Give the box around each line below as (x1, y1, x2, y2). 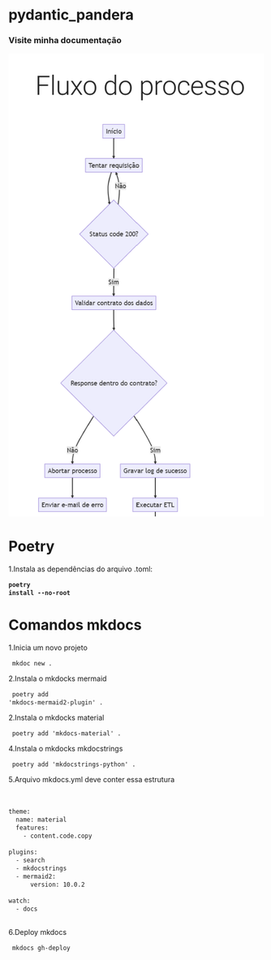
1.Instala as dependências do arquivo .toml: (8, 564, 153, 574)
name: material (15, 816, 67, 824)
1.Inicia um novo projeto (8, 643, 88, 652)
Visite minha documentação (8, 35, 122, 46)
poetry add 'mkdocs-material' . (11, 729, 122, 738)
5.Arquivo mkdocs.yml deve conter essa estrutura (8, 774, 175, 784)
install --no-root (8, 588, 71, 597)
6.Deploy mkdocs (8, 927, 67, 936)
